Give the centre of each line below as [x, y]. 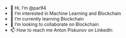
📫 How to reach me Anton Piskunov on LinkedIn [61, 30]
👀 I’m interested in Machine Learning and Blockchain [66, 13]
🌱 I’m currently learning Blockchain [47, 19]
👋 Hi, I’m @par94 [28, 8]
